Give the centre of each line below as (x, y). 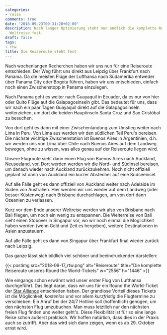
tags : (11, 42)
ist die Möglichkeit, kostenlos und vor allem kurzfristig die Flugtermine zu (80, 296)
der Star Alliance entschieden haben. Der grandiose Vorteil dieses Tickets (81, 291)
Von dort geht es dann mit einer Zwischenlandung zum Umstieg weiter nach (83, 127)
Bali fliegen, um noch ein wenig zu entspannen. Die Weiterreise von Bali (79, 215)
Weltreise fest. (26, 33)
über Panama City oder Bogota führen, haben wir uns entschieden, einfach (82, 82)
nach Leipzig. (19, 246)
